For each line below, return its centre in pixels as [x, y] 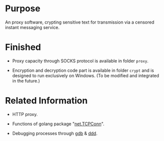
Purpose [23, 9]
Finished [23, 47]
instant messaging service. [32, 27]
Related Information [46, 101]
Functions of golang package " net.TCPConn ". [58, 124]
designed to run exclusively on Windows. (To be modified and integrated [86, 75]
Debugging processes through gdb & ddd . [55, 133]
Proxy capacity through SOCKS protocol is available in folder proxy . [80, 61]
